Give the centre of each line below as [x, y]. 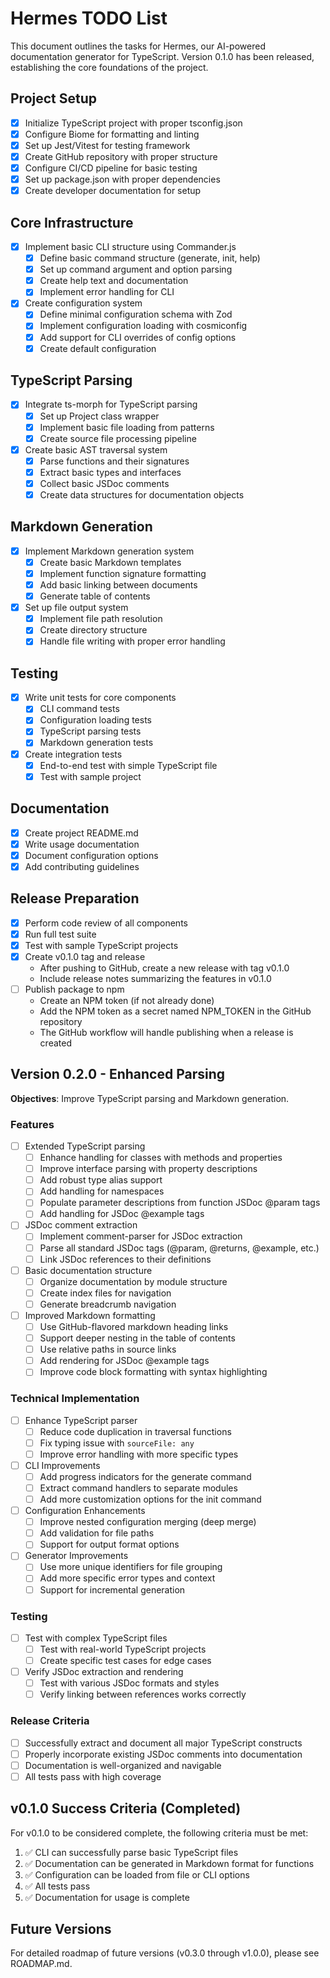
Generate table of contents [95, 596]
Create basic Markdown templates [110, 562]
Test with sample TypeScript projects [101, 945]
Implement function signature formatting [123, 573]
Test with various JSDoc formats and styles [129, 1683]
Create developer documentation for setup [113, 191]
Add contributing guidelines [82, 866]
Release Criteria [50, 1721]
